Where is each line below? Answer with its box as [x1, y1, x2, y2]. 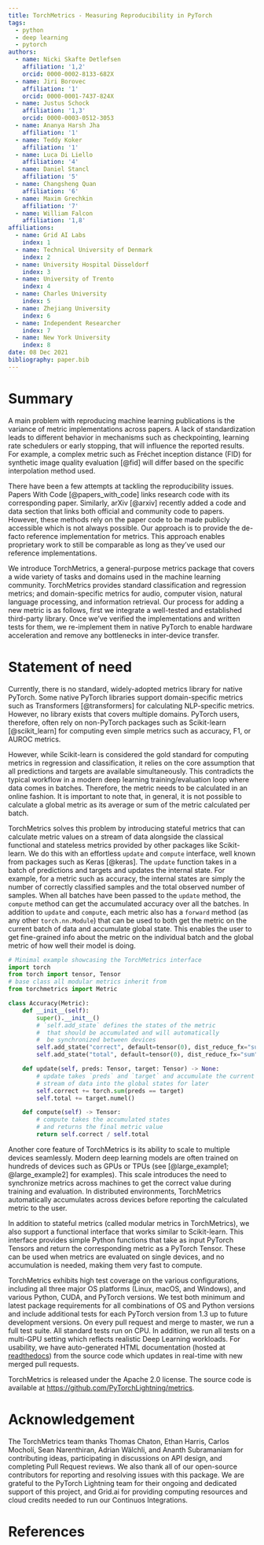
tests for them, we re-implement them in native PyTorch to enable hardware [8, 622, 253, 631]
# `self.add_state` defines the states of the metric [36, 1021, 216, 1029]
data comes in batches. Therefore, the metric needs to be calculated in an [8, 783, 247, 793]
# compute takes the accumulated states [36, 1116, 170, 1123]
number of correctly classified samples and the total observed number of [8, 882, 245, 891]
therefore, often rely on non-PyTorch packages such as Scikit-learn [8, 718, 226, 727]
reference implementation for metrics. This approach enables [26, 531, 225, 540]
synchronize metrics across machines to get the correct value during [8, 1178, 232, 1187]
